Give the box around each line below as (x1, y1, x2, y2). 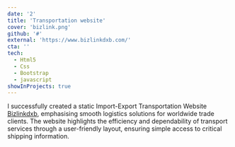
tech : (7, 50, 23, 57)
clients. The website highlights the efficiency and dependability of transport (7, 117, 228, 126)
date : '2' (7, 10, 37, 18)
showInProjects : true (7, 83, 71, 90)
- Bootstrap (13, 69, 50, 76)
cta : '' (7, 43, 30, 50)
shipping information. (7, 132, 69, 141)
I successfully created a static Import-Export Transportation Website (7, 102, 207, 110)
